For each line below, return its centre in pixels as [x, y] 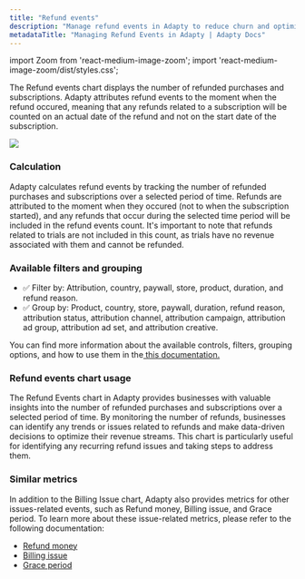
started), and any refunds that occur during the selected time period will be [150, 215]
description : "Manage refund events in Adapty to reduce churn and [140, 26]
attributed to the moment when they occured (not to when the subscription [149, 206]
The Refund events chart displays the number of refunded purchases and [147, 88]
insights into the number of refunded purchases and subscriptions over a [146, 407]
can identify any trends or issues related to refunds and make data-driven [147, 427]
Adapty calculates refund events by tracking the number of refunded [138, 186]
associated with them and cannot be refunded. [97, 244]
